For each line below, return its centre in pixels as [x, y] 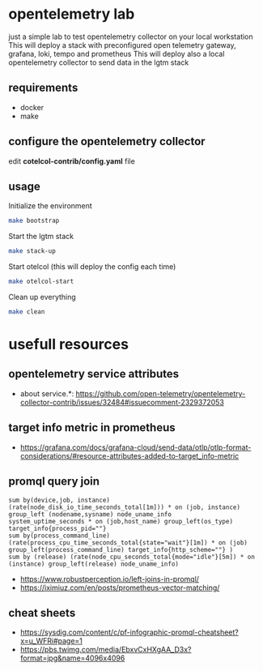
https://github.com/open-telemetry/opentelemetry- [161, 393]
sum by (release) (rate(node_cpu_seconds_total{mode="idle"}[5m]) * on [131, 557]
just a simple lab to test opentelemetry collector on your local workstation [131, 36]
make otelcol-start [41, 282]
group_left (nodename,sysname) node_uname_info [90, 514]
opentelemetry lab [72, 14]
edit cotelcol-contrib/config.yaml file [72, 161]
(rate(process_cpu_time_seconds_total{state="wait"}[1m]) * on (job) [128, 543]
